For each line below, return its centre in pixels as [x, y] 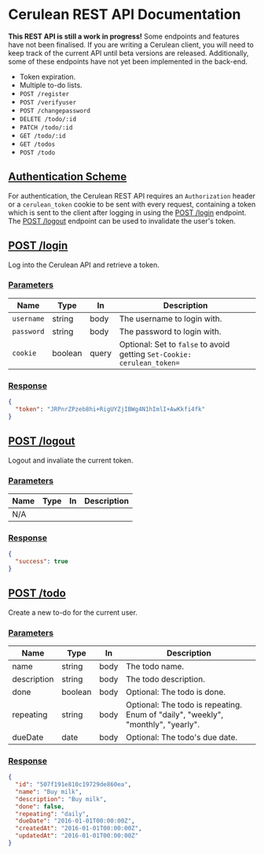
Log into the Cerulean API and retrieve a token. [84, 265]
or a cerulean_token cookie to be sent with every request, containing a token [132, 204]
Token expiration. [48, 76]
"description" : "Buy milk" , [61, 799]
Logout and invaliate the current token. [71, 460]
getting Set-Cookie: [156, 354]
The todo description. [165, 679]
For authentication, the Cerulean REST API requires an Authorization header [132, 195]
